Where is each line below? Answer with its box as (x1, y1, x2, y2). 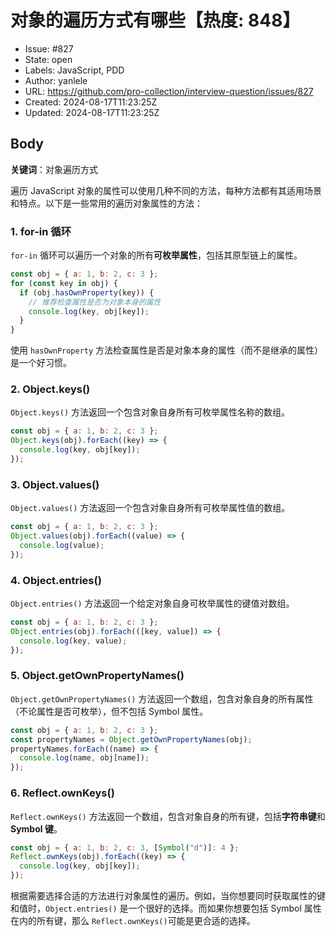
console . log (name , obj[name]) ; (19, 753, 150, 763)
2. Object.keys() (10, 382, 91, 396)
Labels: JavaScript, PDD (24, 64, 125, 76)
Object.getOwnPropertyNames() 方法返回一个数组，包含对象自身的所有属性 (10, 692, 314, 705)
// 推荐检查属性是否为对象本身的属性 (28, 297, 162, 307)
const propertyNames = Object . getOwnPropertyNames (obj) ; (10, 734, 253, 745)
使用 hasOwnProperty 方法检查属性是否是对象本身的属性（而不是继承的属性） (10, 344, 324, 356)
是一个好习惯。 (10, 357, 72, 369)
